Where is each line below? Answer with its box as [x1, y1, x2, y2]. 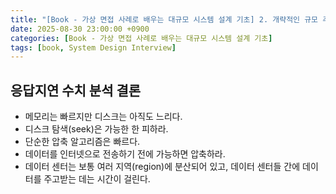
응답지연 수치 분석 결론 [10, 82, 142, 99]
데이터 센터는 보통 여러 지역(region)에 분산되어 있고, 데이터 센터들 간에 [24, 161, 301, 173]
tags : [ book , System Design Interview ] [10, 42, 177, 53]
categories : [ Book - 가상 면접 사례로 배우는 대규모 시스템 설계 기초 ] [10, 33, 273, 43]
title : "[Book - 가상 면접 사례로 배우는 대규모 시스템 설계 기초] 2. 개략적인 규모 [10, 14, 319, 25]
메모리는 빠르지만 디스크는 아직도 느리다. [24, 111, 183, 123]
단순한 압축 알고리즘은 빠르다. [24, 136, 141, 148]
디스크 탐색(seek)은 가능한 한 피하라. [24, 123, 169, 135]
